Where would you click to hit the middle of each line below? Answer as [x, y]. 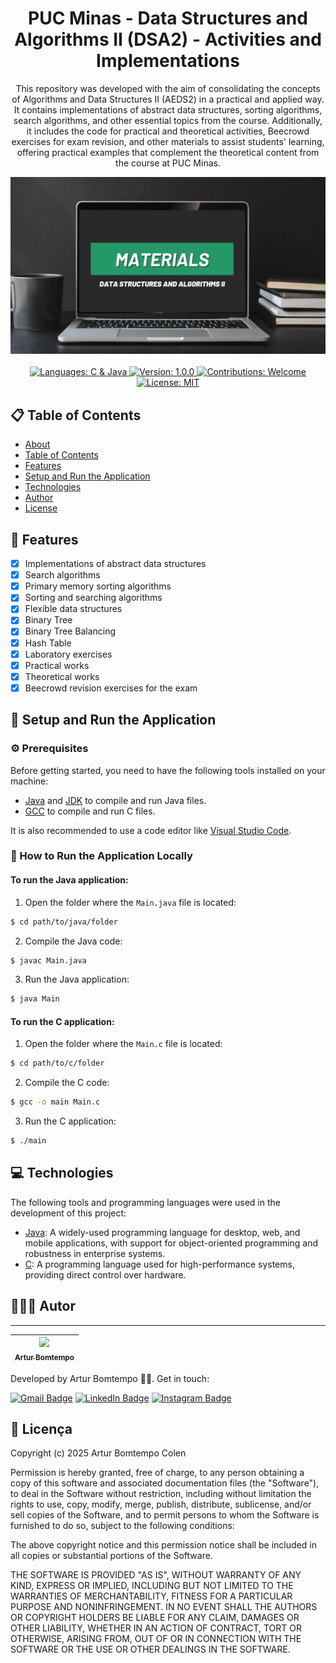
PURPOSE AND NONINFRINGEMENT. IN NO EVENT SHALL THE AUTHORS [164, 1607]
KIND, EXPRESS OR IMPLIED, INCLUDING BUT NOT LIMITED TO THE [152, 1586]
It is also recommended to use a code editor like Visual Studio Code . [151, 830]
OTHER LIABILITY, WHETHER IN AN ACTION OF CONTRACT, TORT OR [156, 1628]
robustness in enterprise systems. [95, 1253]
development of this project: [68, 1213]
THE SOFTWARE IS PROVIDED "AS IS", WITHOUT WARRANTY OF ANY [156, 1575]
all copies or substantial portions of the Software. [111, 1556]
